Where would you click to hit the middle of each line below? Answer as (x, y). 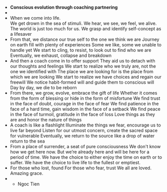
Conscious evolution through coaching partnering (64, 7)
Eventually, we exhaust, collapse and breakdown (61, 55)
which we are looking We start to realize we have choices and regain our (86, 77)
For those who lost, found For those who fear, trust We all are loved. (81, 168)
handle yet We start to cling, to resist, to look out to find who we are (81, 50)
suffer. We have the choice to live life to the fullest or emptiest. (75, 163)
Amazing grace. (27, 173)
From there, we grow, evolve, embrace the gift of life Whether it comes (84, 93)
